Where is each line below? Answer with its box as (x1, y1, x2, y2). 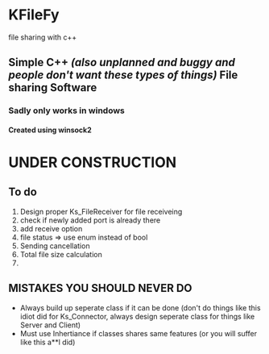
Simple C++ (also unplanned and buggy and (8, 56, 236, 69)
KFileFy (8, 6, 60, 24)
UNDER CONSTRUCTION (8, 153, 177, 172)
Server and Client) (19, 320, 81, 330)
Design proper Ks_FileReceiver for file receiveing (19, 206, 183, 216)
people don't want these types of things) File (8, 69, 238, 82)
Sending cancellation (19, 240, 90, 251)
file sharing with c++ (8, 32, 77, 42)
